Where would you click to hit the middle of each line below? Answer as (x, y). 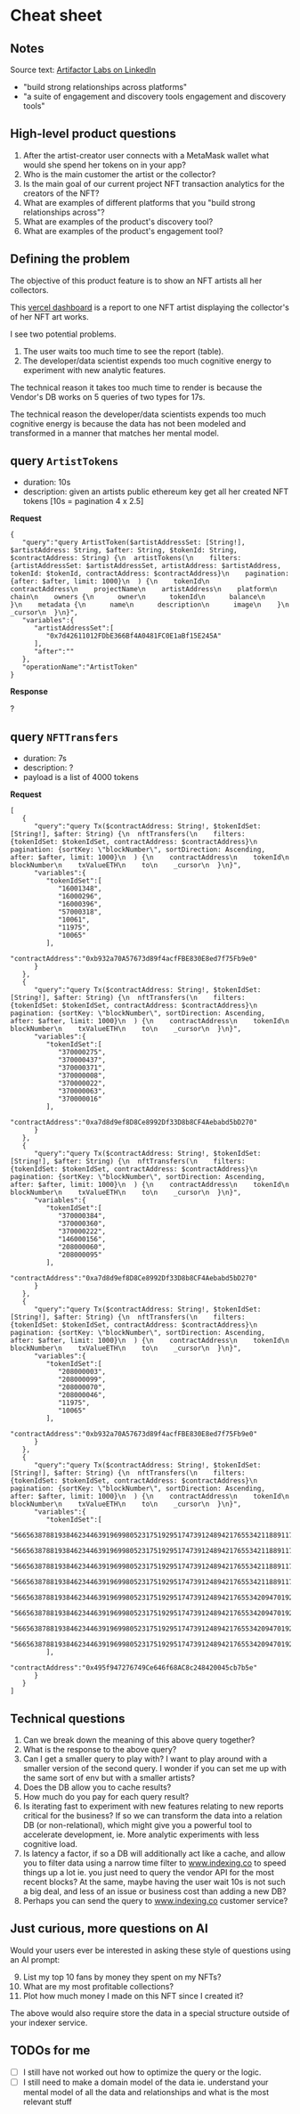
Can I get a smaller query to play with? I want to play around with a (145, 1759)
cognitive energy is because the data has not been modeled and (128, 423)
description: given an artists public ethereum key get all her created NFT (156, 492)
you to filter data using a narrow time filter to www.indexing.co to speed (154, 1863)
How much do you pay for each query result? (106, 1797)
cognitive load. (50, 1844)
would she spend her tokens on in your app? (104, 165)
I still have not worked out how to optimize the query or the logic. (142, 2072)
